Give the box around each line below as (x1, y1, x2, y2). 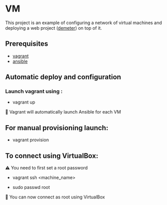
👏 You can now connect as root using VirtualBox (5, 194, 105, 200)
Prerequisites (5, 40, 48, 48)
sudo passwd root (12, 184, 50, 190)
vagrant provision (12, 137, 49, 143)
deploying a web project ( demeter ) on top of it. (5, 25, 102, 31)
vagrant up (12, 99, 35, 106)
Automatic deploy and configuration (5, 73, 122, 81)
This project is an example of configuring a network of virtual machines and (5, 20, 162, 26)
